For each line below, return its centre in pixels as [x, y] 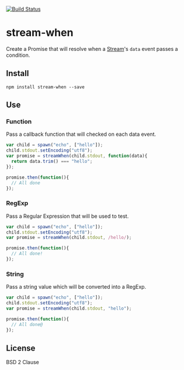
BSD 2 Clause [22, 362]
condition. [18, 55]
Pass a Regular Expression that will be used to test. [67, 216]
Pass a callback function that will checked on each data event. [81, 134]
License [21, 348]
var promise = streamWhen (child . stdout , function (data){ [77, 156]
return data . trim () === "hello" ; [52, 162]
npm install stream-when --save [45, 87]
